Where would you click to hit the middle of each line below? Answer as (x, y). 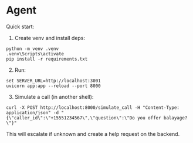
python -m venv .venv (33, 49)
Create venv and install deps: (50, 38)
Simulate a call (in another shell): (54, 97)
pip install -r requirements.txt (47, 59)
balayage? (175, 118)
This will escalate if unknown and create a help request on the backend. (93, 134)
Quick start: (20, 26)
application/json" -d (33, 112)
